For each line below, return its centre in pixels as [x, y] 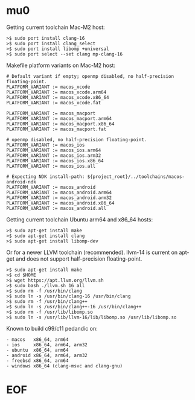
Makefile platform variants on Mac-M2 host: [61, 65]
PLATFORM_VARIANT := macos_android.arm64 [59, 192]
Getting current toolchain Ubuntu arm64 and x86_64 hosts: [80, 219]
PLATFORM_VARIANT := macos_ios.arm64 [54, 150]
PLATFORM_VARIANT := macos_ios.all [51, 166]
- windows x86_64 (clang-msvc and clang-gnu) [64, 366]
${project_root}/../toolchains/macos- [136, 176]
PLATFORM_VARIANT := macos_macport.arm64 [59, 118]
